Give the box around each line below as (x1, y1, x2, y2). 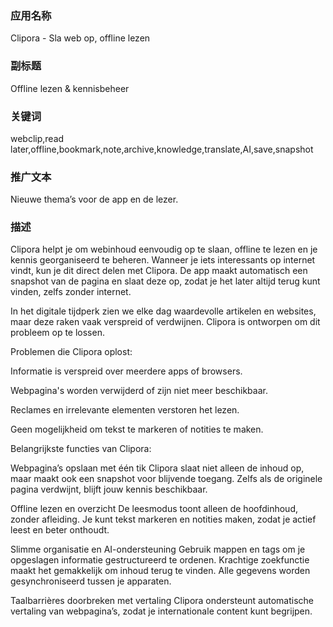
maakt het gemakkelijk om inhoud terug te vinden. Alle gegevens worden (10, 565, 311, 577)
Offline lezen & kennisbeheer (10, 82, 130, 94)
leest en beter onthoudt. (10, 524, 110, 536)
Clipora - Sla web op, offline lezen (10, 32, 151, 44)
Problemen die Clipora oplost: (10, 346, 133, 358)
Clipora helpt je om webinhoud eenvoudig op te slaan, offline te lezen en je (10, 243, 318, 256)
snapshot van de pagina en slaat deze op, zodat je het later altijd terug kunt (10, 275, 321, 287)
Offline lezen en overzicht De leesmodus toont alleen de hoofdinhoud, (10, 503, 298, 515)
